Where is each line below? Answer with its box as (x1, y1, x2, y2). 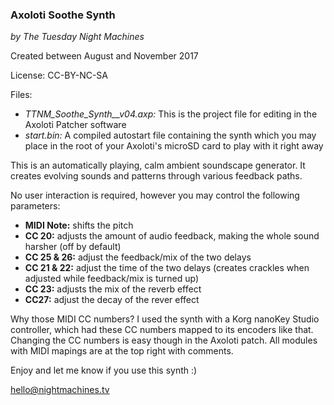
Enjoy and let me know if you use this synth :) (10, 364, 198, 377)
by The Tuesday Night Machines (10, 31, 145, 43)
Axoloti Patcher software (24, 119, 127, 131)
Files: (10, 89, 33, 101)
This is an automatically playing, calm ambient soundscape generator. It (10, 159, 306, 172)
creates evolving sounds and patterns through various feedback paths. (10, 170, 303, 182)
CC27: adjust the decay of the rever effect (24, 294, 200, 306)
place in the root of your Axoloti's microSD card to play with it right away (24, 140, 324, 152)
